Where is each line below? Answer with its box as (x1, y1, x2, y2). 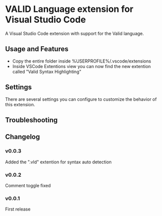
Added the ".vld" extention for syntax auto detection (5, 159, 112, 165)
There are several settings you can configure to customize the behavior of (5, 96, 157, 102)
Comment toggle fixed (5, 182, 51, 188)
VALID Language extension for (5, 3, 134, 15)
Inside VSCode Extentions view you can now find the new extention (12, 63, 151, 69)
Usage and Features (5, 45, 69, 53)
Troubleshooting (5, 116, 58, 124)
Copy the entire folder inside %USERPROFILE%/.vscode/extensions (12, 58, 152, 64)
